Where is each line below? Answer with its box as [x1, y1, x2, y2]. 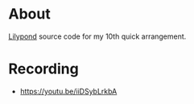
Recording [8, 60, 79, 78]
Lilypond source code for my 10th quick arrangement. [8, 31, 187, 41]
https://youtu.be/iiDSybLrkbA [19, 86, 118, 96]
